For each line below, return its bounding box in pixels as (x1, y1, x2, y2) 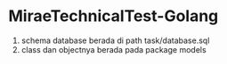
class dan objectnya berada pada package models (20, 44, 207, 54)
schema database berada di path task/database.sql (20, 35, 210, 46)
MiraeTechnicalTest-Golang (8, 6, 219, 26)
